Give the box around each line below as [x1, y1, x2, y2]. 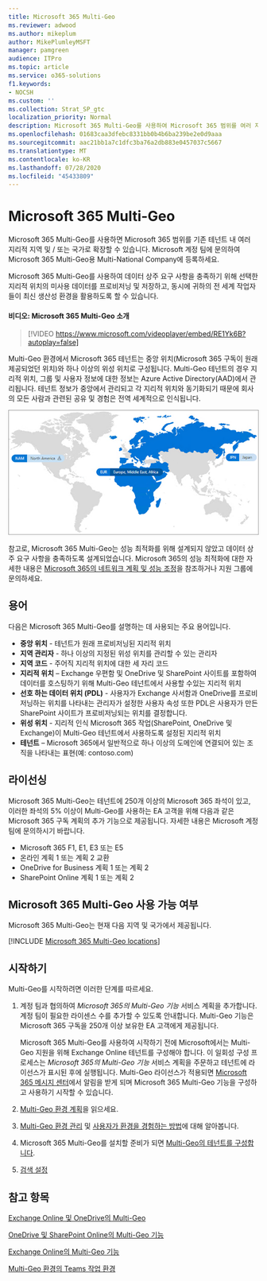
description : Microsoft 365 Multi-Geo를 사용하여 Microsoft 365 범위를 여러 [8, 122, 252, 130]
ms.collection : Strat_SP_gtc [8, 105, 105, 113]
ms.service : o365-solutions [8, 72, 102, 80]
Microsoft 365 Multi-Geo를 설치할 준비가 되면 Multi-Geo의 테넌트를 [19, 1138, 233, 1148]
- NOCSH [8, 88, 34, 96]
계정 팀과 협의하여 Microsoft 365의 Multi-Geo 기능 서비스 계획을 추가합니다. [19, 1001, 257, 1011]
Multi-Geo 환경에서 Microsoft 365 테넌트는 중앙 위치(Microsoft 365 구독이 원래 [8, 354, 258, 363]
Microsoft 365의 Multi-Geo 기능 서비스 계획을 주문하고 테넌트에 [47, 1058, 247, 1067]
